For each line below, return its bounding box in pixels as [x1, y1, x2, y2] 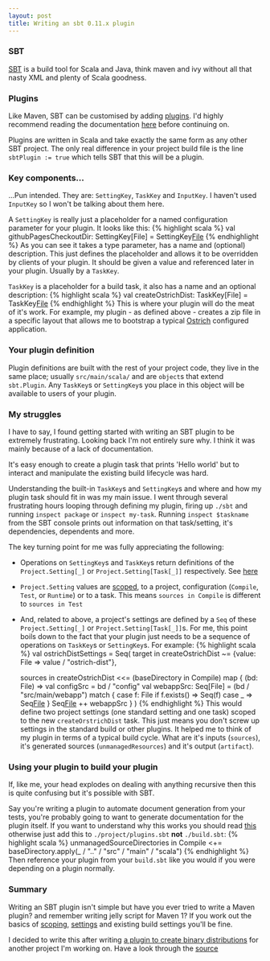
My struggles [8, 408, 62, 419]
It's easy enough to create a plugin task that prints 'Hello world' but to [8, 460, 239, 469]
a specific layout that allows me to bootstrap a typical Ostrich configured [8, 316, 249, 326]
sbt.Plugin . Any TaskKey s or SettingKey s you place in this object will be [8, 380, 245, 390]
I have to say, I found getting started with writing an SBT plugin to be [8, 427, 235, 436]
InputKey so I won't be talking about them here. [8, 199, 165, 209]
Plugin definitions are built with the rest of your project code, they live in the [8, 363, 260, 373]
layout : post [8, 11, 52, 20]
